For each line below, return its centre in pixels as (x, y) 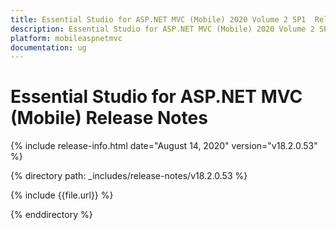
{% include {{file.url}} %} (62, 195)
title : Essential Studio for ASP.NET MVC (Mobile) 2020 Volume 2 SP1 (158, 19)
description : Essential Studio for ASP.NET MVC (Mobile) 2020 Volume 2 (162, 29)
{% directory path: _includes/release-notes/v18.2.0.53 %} (129, 176)
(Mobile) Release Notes (109, 118)
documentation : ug (48, 47)
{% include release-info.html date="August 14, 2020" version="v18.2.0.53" (164, 146)
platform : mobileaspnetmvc (66, 38)
